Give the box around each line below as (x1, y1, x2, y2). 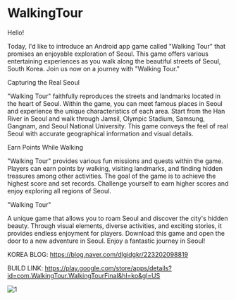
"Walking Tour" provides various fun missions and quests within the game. (7, 157, 224, 165)
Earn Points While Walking (7, 143, 83, 151)
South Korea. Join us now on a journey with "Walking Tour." (7, 64, 180, 73)
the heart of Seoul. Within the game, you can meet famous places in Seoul (7, 99, 223, 107)
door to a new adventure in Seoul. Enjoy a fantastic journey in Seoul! (7, 236, 206, 245)
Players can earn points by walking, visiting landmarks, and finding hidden (7, 164, 223, 172)
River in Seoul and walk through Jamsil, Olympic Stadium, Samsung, (7, 114, 206, 123)
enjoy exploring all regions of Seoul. (7, 186, 111, 195)
